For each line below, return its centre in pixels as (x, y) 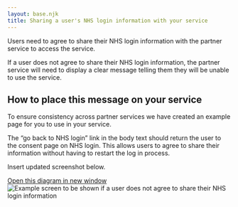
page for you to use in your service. (59, 124)
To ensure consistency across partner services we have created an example (119, 117)
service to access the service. (52, 48)
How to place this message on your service (105, 99)
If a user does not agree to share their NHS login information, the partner (114, 62)
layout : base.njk (33, 14)
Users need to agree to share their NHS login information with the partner (115, 41)
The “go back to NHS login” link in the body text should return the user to (114, 138)
